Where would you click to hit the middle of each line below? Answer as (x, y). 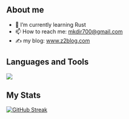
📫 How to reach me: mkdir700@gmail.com (69, 31)
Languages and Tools (48, 62)
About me (25, 10)
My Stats (24, 96)
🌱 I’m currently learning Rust (51, 24)
